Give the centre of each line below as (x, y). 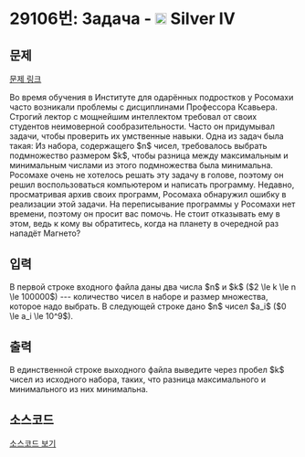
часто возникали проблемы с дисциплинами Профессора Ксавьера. (144, 107)
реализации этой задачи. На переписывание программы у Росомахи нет (152, 204)
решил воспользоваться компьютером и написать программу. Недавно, (152, 185)
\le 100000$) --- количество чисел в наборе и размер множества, (139, 296)
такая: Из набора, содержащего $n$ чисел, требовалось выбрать (138, 146)
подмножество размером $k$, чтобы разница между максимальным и (149, 155)
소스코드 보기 (33, 443)
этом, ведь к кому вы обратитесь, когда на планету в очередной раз (144, 223)
